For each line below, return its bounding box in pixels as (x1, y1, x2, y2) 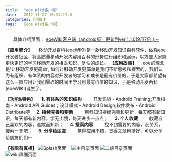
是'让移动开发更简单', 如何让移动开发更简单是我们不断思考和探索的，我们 (5, 66, 159, 72)
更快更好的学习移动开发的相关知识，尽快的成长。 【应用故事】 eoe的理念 (5, 60, 165, 66)
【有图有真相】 (5, 145, 37, 151)
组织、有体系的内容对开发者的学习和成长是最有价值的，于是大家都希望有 (14, 72, 167, 79)
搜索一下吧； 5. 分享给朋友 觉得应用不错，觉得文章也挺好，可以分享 (5, 128, 163, 134)
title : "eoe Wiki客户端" (5, 7, 58, 13)
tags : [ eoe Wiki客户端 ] (5, 21, 58, 27)
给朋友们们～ (5, 134, 32, 141)
